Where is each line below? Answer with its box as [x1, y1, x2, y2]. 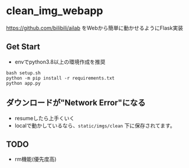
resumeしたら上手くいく [14, 114, 75, 121]
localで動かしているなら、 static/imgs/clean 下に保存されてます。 [14, 122, 175, 129]
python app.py [6, 80, 41, 86]
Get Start [6, 42, 40, 52]
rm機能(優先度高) [14, 156, 57, 163]
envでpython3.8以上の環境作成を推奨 [14, 58, 106, 65]
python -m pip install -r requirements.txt [6, 75, 115, 81]
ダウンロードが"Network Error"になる [6, 98, 146, 108]
